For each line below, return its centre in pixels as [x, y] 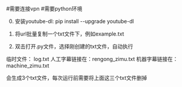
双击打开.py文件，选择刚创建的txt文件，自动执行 [74, 46]
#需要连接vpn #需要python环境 [44, 9]
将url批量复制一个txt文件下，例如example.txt [69, 34]
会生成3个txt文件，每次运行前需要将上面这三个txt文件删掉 [77, 78]
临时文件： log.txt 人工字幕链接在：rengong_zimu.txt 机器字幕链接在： [92, 59]
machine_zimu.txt [28, 66]
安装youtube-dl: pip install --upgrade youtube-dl [74, 21]
